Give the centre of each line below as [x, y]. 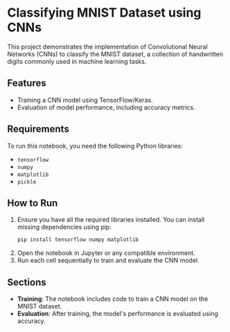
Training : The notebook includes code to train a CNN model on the [113, 299]
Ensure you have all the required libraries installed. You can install [111, 220]
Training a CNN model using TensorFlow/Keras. [85, 100]
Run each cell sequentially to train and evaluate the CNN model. [108, 261]
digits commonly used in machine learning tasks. [77, 61]
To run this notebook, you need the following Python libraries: [95, 146]
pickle [27, 182]
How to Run [33, 203]
